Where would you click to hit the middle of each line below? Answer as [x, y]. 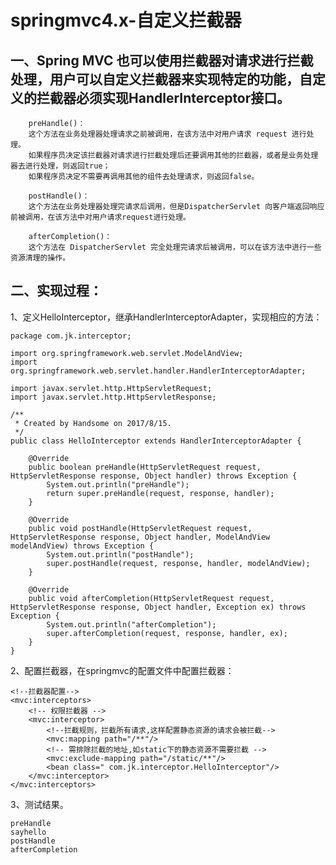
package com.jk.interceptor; [71, 336]
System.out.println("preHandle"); [118, 484]
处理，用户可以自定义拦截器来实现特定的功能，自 [161, 79]
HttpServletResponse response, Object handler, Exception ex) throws [158, 607]
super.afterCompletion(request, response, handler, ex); [167, 633]
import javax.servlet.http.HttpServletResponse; [113, 397]
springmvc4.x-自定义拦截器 [126, 20]
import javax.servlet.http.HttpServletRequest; [111, 388]
